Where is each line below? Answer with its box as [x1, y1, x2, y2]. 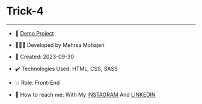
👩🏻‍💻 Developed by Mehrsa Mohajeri [14, 41, 105, 49]
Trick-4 [6, 4, 44, 18]
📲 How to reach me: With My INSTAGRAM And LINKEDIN [14, 91, 156, 98]
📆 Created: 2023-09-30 [14, 53, 74, 60]
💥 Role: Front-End [14, 79, 60, 86]
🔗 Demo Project [14, 29, 54, 37]
